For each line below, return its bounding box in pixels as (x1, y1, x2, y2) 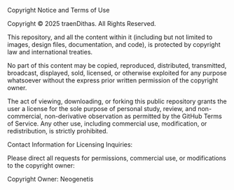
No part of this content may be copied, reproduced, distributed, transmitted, (7, 61, 227, 69)
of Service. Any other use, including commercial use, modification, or (7, 119, 207, 128)
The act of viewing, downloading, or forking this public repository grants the (7, 97, 227, 105)
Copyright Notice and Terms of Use (7, 6, 110, 14)
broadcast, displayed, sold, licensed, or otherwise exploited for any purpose (7, 69, 227, 77)
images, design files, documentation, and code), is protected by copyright (7, 41, 221, 48)
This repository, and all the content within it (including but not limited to (7, 33, 213, 41)
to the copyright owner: (7, 161, 75, 170)
